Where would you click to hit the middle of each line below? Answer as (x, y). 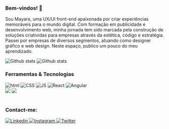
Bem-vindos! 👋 (24, 8)
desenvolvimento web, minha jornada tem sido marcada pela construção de (84, 30)
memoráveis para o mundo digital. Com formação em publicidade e (75, 24)
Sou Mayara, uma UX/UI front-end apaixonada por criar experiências (77, 19)
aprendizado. (19, 51)
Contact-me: (22, 110)
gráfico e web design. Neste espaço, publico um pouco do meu (72, 46)
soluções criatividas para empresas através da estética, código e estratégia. (85, 35)
